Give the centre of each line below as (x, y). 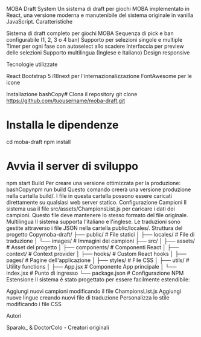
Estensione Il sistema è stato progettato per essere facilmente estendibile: (98, 279)
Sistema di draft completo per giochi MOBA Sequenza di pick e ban (90, 33)
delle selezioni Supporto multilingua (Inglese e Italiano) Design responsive (98, 53)
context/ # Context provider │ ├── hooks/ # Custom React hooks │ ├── (97, 254)
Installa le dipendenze (62, 125)
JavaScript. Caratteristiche (40, 21)
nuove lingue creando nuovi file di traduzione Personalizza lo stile (88, 297)
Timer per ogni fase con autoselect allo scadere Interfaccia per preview (95, 46)
